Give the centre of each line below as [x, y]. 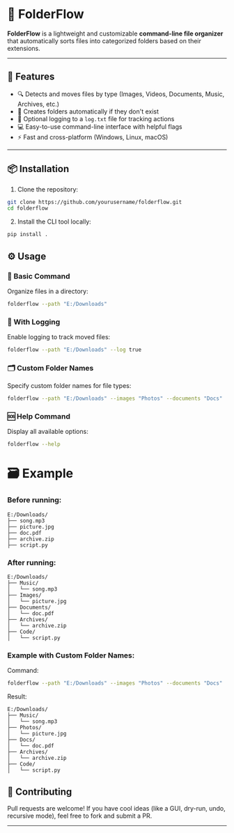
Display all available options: [48, 432]
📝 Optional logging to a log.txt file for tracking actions [96, 118]
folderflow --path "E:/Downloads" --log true [74, 350]
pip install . [28, 235]
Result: [17, 696]
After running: [32, 562]
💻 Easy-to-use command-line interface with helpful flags [100, 126]
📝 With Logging [34, 322]
